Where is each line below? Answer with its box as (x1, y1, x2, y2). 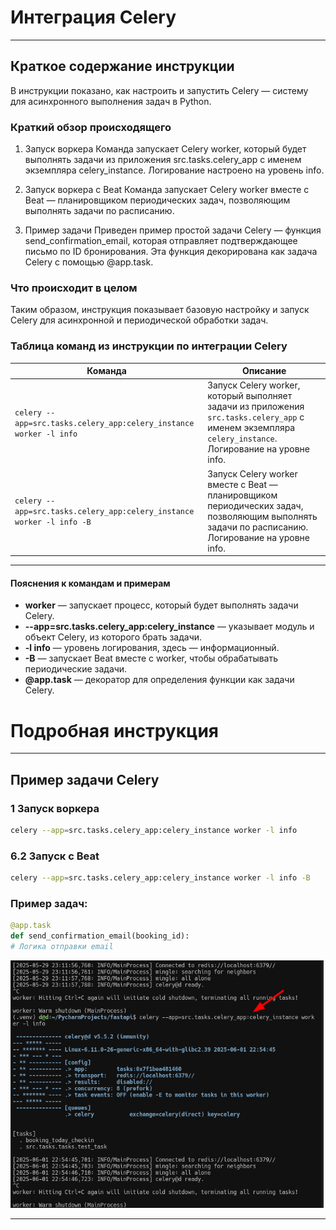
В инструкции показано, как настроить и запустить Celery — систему (10, 84, 309, 96)
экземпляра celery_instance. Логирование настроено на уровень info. (24, 164, 325, 176)
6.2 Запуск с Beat (10, 849, 100, 863)
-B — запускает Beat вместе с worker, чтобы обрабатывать (24, 652, 279, 665)
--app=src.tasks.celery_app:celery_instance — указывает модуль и (24, 621, 315, 633)
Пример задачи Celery (10, 771, 160, 788)
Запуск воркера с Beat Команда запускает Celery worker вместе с (24, 184, 310, 196)
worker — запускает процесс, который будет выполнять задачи (24, 599, 299, 611)
